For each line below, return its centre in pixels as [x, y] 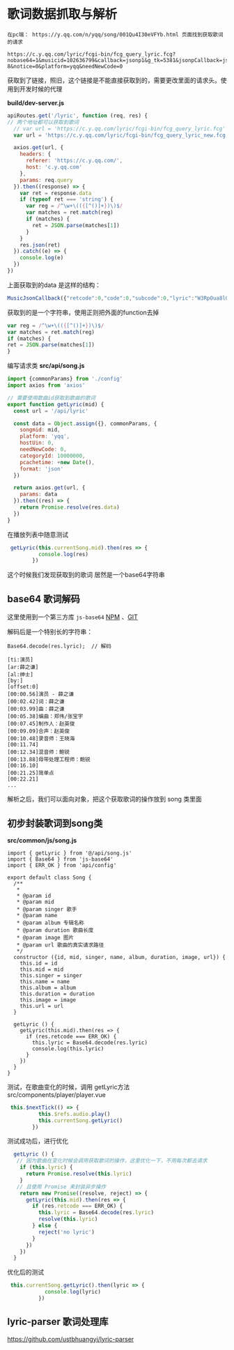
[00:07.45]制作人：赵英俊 [41, 724]
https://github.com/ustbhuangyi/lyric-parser [71, 1339]
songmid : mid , [40, 430]
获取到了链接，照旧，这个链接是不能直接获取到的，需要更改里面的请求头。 [114, 80]
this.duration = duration [57, 994]
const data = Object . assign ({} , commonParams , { [85, 423]
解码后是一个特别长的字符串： [50, 632]
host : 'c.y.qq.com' [54, 167]
